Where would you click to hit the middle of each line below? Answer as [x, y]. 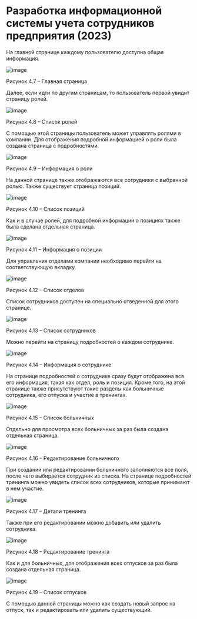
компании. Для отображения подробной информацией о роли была [92, 139]
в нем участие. [25, 488]
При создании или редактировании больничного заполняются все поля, [97, 469]
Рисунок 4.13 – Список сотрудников [51, 330]
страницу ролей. [27, 99]
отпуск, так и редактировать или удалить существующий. [79, 610]
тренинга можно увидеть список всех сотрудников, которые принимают [98, 482]
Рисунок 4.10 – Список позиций [46, 209]
